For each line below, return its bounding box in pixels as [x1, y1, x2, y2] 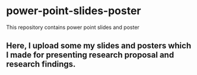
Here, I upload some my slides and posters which [6, 41, 192, 51]
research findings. [6, 59, 76, 69]
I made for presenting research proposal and [6, 50, 174, 60]
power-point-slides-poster [6, 4, 141, 18]
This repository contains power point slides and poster [6, 24, 139, 31]
